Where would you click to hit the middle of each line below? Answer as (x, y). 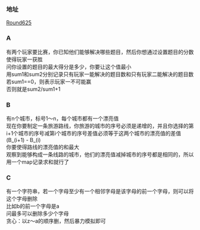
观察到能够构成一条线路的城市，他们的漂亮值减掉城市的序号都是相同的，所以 (100, 154)
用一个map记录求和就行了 (38, 162)
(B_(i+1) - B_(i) (24, 140)
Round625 (19, 23)
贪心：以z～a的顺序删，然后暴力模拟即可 (56, 221)
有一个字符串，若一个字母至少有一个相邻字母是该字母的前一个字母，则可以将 (100, 191)
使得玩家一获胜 (24, 59)
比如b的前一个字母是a (33, 206)
